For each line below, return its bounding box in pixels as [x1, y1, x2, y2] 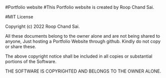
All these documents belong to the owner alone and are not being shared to [5, 33, 161, 39]
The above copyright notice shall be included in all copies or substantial [5, 53, 153, 59]
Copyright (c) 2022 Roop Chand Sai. [5, 23, 80, 29]
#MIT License [5, 14, 33, 19]
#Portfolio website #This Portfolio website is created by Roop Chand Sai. [5, 4, 155, 10]
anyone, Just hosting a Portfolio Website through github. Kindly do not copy [5, 38, 161, 44]
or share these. [5, 44, 36, 49]
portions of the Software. [5, 59, 57, 64]
